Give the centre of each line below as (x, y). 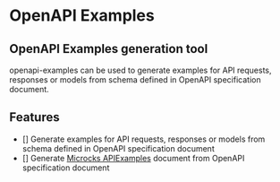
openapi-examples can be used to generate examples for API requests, (140, 70)
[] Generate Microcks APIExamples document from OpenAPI (133, 158)
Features (34, 117)
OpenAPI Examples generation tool (109, 49)
